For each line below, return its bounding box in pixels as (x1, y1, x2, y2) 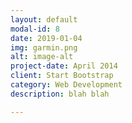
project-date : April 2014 (10, 61, 118, 71)
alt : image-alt (10, 52, 74, 62)
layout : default (10, 14, 78, 25)
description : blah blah (10, 89, 110, 99)
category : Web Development (10, 80, 123, 90)
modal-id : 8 (10, 24, 60, 34)
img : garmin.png (10, 42, 78, 53)
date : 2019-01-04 (10, 33, 83, 43)
